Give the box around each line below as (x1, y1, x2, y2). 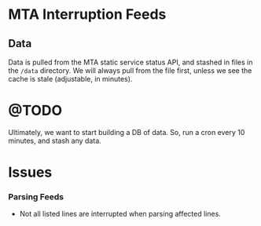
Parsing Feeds (8, 191, 64, 202)
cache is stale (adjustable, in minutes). (8, 75, 133, 83)
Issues (8, 163, 53, 181)
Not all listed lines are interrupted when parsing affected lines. (19, 210, 222, 219)
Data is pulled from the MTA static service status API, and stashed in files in (8, 57, 253, 67)
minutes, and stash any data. (8, 136, 102, 145)
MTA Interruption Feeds (8, 5, 167, 24)
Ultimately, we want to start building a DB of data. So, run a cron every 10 (8, 127, 245, 137)
